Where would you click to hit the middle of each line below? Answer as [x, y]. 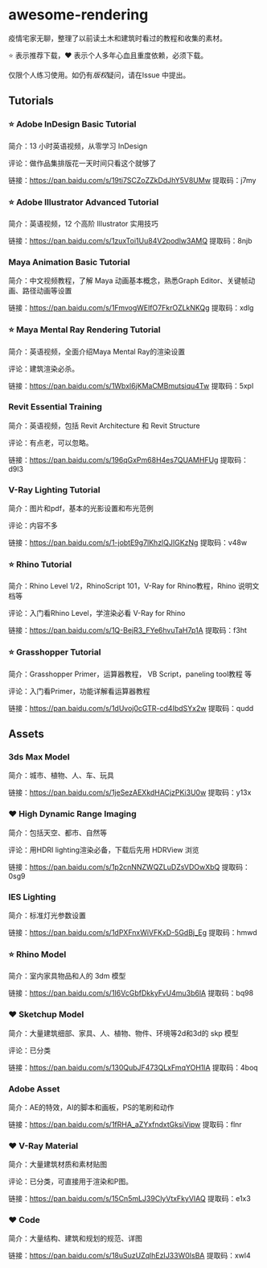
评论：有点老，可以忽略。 [51, 443]
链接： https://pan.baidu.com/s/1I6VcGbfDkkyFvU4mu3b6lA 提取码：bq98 [131, 993]
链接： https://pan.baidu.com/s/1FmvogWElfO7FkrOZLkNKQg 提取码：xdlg [131, 308]
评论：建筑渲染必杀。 [43, 368]
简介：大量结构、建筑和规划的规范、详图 [75, 1238]
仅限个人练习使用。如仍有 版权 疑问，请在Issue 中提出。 [99, 75]
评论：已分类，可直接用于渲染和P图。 [70, 1182]
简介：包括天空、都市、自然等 [58, 833]
